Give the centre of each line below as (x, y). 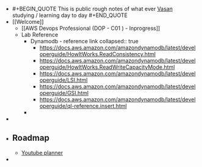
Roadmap (31, 138)
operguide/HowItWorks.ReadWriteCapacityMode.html (107, 67)
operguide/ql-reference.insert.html (83, 106)
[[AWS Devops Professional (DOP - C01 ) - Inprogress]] (91, 28)
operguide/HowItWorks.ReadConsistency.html (97, 54)
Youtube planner (42, 152)
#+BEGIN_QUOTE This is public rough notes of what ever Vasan (92, 9)
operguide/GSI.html (64, 93)
